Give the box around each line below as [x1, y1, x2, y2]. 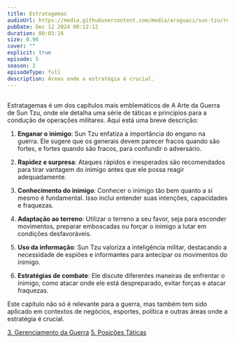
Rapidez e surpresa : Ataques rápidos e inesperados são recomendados [17, 158, 226, 166]
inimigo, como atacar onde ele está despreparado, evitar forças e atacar [17, 279, 226, 287]
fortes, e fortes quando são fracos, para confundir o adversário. [17, 144, 202, 152]
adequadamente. [17, 173, 66, 181]
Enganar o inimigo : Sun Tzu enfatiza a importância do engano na [17, 129, 206, 138]
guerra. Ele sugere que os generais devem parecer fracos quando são [17, 137, 220, 145]
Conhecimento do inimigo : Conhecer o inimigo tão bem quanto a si [17, 186, 213, 194]
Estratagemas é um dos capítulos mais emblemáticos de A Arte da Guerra [7, 101, 220, 109]
